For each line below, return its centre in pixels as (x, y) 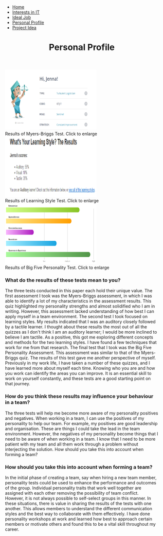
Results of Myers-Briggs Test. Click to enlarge (51, 134)
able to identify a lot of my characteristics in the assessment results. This (78, 301)
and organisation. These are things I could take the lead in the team (72, 429)
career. (12, 529)
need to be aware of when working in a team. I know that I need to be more (80, 439)
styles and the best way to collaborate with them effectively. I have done (78, 514)
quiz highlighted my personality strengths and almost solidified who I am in (80, 306)
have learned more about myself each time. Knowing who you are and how (80, 368)
